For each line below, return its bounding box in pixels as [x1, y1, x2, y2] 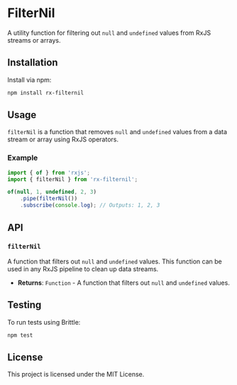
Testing [7, 299, 42, 311]
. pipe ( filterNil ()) [20, 195, 78, 202]
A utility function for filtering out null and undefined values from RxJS [7, 28, 211, 37]
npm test [7, 332, 33, 339]
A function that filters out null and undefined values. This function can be [7, 257, 222, 266]
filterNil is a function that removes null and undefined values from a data [7, 128, 228, 136]
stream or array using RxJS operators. [7, 135, 119, 143]
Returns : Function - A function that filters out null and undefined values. [17, 278, 231, 287]
